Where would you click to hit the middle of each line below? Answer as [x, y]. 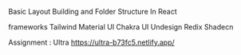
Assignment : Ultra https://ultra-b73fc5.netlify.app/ [92, 42]
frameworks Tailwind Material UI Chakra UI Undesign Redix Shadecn [121, 27]
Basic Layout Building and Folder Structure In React [93, 12]
